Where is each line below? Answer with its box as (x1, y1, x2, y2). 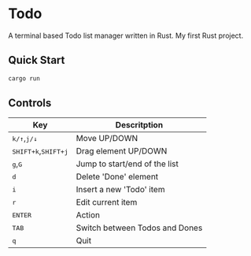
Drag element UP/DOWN (76, 146, 168, 157)
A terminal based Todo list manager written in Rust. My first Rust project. (8, 31, 244, 40)
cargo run (8, 74, 41, 83)
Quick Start (8, 54, 65, 67)
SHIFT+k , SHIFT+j (12, 146, 68, 157)
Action (76, 210, 101, 221)
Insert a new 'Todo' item (76, 184, 165, 195)
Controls (8, 96, 52, 110)
